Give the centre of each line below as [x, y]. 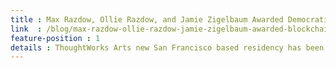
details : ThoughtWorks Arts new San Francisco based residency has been [167, 47]
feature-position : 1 [55, 38]
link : [26, 29]
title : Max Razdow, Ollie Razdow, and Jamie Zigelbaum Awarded [147, 19]
